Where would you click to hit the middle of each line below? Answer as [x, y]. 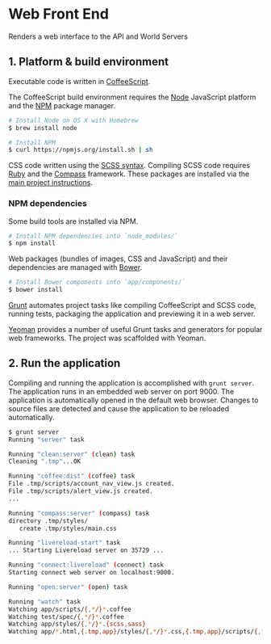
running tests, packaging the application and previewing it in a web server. [132, 314]
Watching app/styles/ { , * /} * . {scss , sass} [77, 624]
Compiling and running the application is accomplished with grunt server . [131, 383]
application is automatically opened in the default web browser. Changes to [133, 400]
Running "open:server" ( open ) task [68, 587]
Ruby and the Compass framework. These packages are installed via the [129, 174]
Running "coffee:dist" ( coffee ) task [72, 476]
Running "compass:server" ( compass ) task [79, 513]
